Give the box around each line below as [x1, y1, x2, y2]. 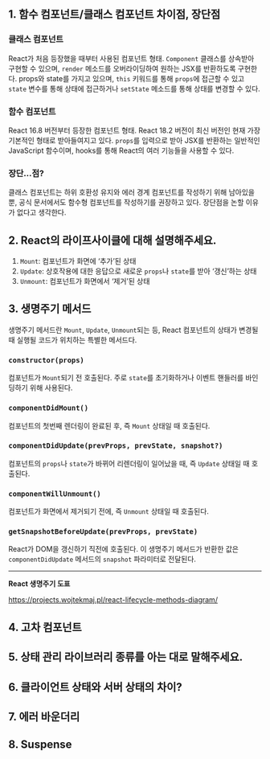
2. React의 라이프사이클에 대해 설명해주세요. [8, 233, 217, 247]
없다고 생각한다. [16, 207, 67, 217]
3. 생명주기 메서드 [8, 302, 92, 316]
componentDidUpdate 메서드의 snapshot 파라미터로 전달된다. [8, 554, 197, 564]
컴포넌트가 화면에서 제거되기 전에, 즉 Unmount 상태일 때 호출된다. [8, 507, 209, 516]
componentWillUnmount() [8, 489, 102, 498]
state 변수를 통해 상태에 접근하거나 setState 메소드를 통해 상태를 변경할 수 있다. [8, 84, 261, 93]
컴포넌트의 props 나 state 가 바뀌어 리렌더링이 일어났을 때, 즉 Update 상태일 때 [8, 458, 250, 468]
